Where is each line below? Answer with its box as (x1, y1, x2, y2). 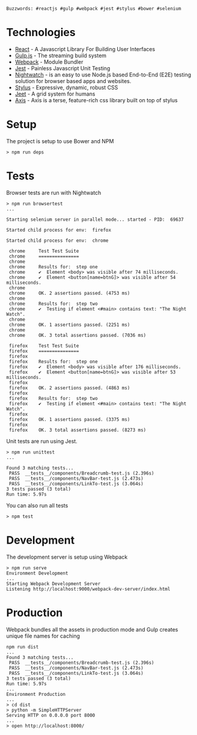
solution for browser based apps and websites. (14, 77, 132, 84)
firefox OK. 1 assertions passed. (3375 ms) (8, 416, 130, 422)
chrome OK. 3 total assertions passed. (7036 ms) (8, 332, 147, 338)
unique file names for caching (6, 632, 80, 639)
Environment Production (6, 691, 66, 697)
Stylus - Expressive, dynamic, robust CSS (14, 84, 118, 91)
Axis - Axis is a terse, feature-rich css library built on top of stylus (14, 96, 178, 103)
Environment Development (6, 570, 68, 576)
